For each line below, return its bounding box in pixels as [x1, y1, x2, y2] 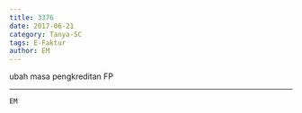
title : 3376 [9, 13, 54, 22]
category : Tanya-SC [9, 30, 83, 39]
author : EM [9, 47, 50, 56]
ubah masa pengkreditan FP [9, 71, 114, 82]
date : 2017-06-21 [9, 22, 75, 30]
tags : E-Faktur [9, 38, 67, 48]
